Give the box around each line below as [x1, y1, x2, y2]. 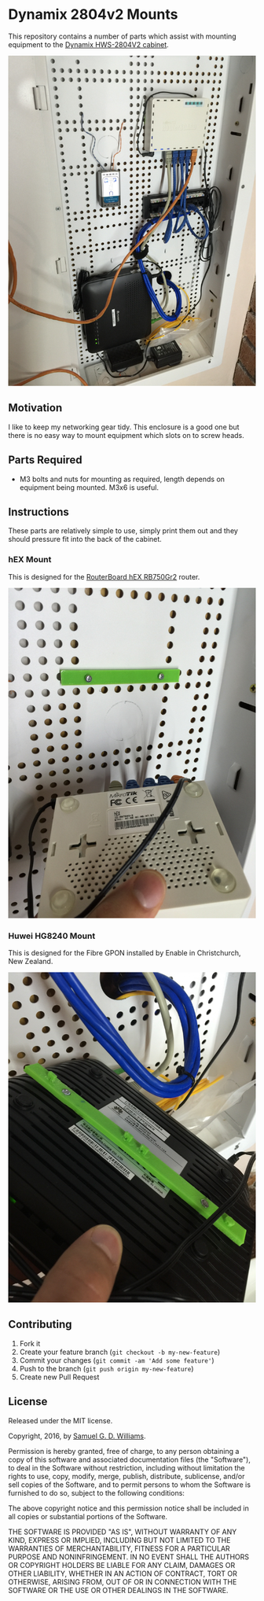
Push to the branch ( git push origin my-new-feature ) [19, 1364, 194, 1373]
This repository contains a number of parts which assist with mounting [8, 31, 237, 41]
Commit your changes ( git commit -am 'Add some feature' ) [19, 1355, 214, 1365]
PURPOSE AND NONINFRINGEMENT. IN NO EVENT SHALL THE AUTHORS [8, 1551, 250, 1562]
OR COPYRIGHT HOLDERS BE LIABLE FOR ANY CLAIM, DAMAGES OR [8, 1560, 236, 1570]
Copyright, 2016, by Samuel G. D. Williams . [8, 1431, 147, 1441]
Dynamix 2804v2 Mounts [8, 6, 178, 24]
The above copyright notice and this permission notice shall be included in [8, 1503, 249, 1513]
